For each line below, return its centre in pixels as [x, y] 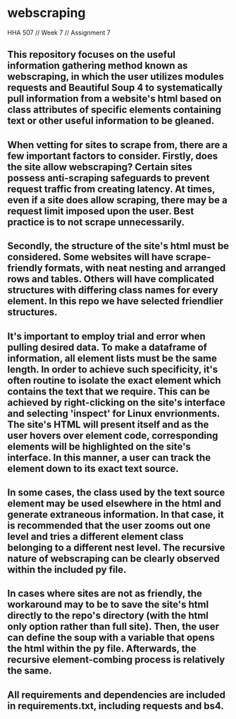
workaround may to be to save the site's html [108, 605]
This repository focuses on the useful [92, 55]
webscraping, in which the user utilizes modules [116, 77]
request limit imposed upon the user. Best [101, 211]
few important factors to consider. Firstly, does [113, 156]
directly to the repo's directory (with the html [108, 616]
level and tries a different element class [96, 537]
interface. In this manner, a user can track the [109, 458]
